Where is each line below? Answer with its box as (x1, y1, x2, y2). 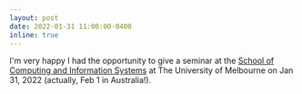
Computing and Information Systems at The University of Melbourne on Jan (9, 65, 294, 76)
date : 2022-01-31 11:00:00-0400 (9, 22, 132, 31)
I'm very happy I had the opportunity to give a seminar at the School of (9, 56, 275, 67)
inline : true (9, 30, 59, 39)
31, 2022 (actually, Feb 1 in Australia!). (9, 75, 152, 86)
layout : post (9, 13, 59, 23)
